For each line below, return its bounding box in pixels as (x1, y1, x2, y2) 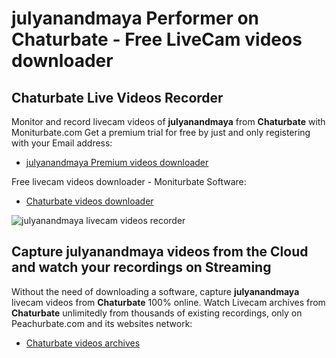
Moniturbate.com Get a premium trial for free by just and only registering (11, 127, 311, 138)
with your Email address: (11, 137, 113, 149)
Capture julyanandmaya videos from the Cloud (11, 243, 309, 261)
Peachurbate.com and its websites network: (11, 317, 193, 329)
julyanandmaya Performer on (11, 7, 260, 30)
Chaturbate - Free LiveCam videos (11, 28, 303, 51)
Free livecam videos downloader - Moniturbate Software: (11, 176, 247, 187)
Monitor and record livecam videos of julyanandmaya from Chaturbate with (11, 116, 326, 127)
